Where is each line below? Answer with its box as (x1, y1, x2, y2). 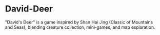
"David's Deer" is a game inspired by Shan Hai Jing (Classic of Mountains (5, 19, 153, 25)
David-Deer (5, 3, 53, 14)
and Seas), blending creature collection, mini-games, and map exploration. (5, 24, 155, 30)
